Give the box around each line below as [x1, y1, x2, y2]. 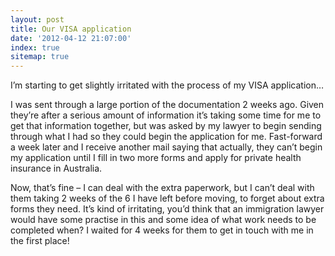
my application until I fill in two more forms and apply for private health [10, 152, 302, 164]
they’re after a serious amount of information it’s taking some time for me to [10, 109, 322, 121]
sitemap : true [10, 52, 70, 62]
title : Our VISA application [10, 24, 132, 34]
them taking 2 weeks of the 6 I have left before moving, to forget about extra [10, 192, 325, 205]
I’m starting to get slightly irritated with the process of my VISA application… [10, 79, 325, 91]
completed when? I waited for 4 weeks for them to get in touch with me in [10, 224, 314, 236]
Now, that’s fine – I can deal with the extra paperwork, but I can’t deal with [10, 182, 315, 194]
